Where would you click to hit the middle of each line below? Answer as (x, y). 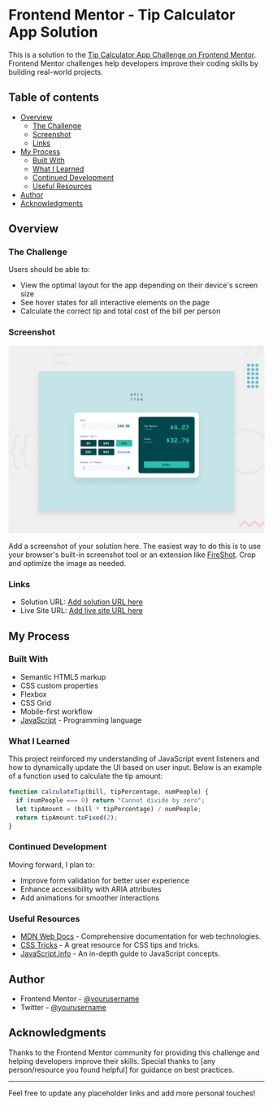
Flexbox (33, 694)
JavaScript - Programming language (81, 719)
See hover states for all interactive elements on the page (115, 303)
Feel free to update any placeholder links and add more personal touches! (132, 1093)
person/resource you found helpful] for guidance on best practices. (121, 1069)
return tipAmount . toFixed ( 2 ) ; (67, 818)
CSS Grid (35, 702)
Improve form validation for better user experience (104, 880)
